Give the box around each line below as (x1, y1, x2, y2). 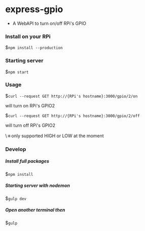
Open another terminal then (5, 207, 65, 213)
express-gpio (5, 4, 63, 15)
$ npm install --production (5, 45, 63, 51)
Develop (5, 145, 26, 152)
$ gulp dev (5, 195, 27, 201)
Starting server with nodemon (5, 182, 70, 188)
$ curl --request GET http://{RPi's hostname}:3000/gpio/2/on (5, 93, 138, 99)
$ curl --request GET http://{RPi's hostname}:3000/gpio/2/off (5, 112, 140, 119)
